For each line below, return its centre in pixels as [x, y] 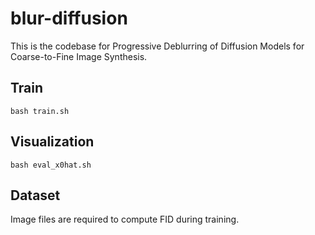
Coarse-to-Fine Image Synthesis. [79, 56]
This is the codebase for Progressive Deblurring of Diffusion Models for [157, 46]
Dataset [35, 195]
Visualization [52, 142]
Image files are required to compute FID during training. [125, 219]
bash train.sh [40, 111]
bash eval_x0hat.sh [51, 165]
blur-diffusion [69, 18]
